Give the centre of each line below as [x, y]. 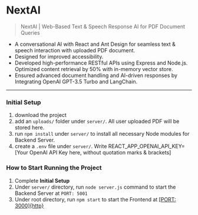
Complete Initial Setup [42, 180]
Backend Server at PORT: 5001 [51, 193]
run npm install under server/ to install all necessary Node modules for [102, 134]
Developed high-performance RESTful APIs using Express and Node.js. [101, 63]
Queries [30, 32]
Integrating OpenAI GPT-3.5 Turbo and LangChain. [76, 81]
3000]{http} [29, 206]
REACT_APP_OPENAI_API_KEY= [146, 146]
